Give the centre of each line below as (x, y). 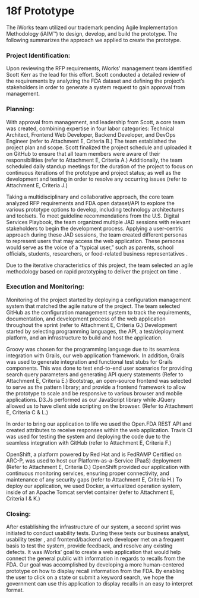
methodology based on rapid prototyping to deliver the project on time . (94, 271)
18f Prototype (40, 11)
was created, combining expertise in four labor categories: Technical (90, 128)
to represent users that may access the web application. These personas (95, 241)
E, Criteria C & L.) (27, 412)
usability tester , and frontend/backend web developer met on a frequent (95, 540)
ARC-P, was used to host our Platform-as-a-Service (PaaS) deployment (94, 460)
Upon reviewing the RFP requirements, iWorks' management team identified (99, 68)
